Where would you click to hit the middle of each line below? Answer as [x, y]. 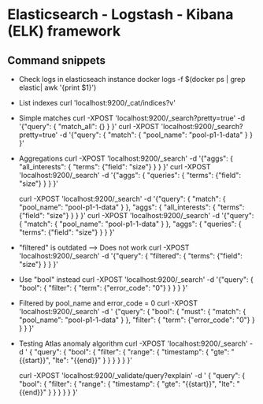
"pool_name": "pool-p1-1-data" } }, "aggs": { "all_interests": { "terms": [131, 207]
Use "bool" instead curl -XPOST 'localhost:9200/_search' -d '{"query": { [136, 280]
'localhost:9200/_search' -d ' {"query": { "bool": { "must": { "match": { [132, 311]
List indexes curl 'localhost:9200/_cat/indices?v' [97, 103]
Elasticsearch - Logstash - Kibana [120, 15]
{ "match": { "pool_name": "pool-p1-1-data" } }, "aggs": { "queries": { [130, 224]
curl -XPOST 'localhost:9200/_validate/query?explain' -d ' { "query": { [132, 375]
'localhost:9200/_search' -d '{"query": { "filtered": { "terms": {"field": [131, 256]
